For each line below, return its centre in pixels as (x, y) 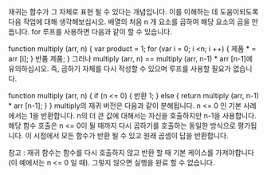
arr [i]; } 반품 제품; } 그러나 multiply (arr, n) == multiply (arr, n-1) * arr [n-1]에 (131, 59)
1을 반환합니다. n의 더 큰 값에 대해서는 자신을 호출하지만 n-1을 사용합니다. (143, 115)
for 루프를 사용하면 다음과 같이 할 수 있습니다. (102, 32)
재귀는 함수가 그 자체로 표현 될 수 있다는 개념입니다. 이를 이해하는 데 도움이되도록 (133, 12)
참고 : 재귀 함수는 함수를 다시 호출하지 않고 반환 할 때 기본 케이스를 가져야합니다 (132, 153)
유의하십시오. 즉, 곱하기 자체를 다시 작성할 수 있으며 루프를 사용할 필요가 (120, 69)
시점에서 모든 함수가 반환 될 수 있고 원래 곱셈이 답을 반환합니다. (131, 135)
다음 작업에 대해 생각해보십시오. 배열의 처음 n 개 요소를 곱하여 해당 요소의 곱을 (129, 22)
